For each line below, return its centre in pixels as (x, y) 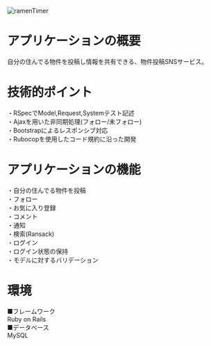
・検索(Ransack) (31, 234)
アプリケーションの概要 (74, 41)
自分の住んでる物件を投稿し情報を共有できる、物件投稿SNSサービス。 (108, 61)
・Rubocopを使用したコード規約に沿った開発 (72, 139)
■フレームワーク (31, 311)
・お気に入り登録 (32, 207)
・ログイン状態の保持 (37, 251)
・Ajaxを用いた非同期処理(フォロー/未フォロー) (75, 121)
